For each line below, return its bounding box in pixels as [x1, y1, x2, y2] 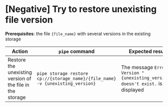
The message [121, 63, 153, 70]
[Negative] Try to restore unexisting [5, 3, 157, 15]
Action [11, 47, 28, 54]
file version [5, 14, 53, 25]
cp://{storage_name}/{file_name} [36, 75, 116, 81]
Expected [128, 47, 152, 54]
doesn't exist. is [121, 80, 162, 87]
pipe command [58, 47, 95, 54]
